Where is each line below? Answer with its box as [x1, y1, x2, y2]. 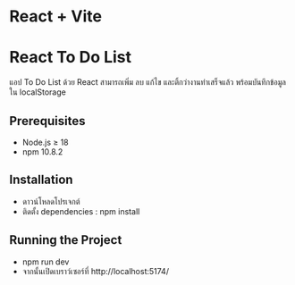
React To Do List [9, 47, 132, 68]
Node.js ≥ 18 [21, 137, 69, 147]
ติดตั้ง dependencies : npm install [21, 205, 140, 216]
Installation [9, 172, 73, 188]
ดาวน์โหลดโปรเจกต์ [21, 196, 80, 206]
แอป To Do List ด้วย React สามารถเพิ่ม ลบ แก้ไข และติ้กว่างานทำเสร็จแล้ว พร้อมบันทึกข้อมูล [9, 77, 286, 88]
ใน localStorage [9, 87, 67, 97]
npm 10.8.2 [21, 146, 63, 157]
